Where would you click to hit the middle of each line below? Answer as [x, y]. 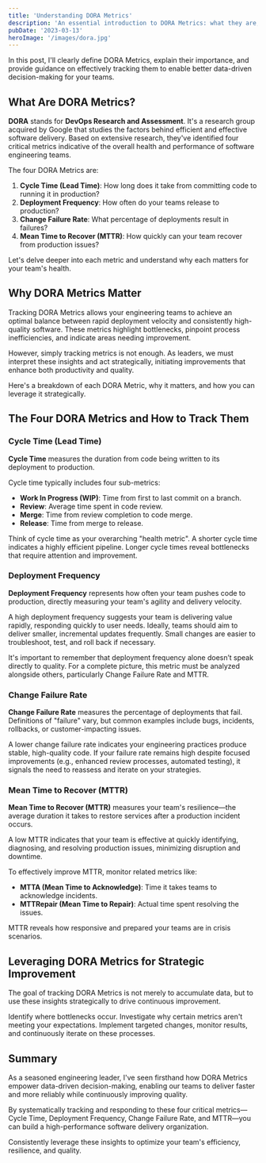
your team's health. [40, 269]
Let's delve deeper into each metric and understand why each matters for [129, 260]
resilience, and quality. [45, 1150]
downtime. [25, 857]
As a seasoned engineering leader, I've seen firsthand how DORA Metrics [128, 1078]
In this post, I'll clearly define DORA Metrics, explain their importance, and [129, 60]
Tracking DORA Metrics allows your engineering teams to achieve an [120, 312]
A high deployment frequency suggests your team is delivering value [120, 616]
